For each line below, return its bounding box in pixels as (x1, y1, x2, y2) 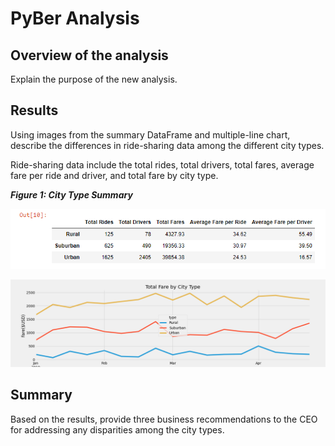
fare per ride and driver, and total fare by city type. (10, 169, 219, 181)
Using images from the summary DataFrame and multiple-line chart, (10, 128, 291, 141)
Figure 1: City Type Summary (10, 188, 133, 201)
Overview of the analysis (10, 47, 169, 64)
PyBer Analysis (10, 7, 140, 30)
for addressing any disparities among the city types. (10, 423, 225, 436)
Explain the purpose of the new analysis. (10, 73, 178, 85)
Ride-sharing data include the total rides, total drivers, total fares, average (10, 158, 315, 171)
